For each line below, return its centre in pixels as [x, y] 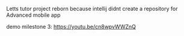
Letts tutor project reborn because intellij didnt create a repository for [92, 9]
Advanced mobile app [34, 15]
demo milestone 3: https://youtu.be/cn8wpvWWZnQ [71, 27]
